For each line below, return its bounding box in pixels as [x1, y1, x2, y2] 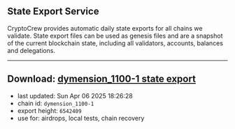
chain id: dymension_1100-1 [17, 99, 94, 107]
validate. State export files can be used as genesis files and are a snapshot [7, 31, 223, 40]
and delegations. [7, 46, 56, 54]
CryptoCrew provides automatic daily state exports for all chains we [7, 24, 203, 32]
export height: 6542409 [17, 106, 82, 114]
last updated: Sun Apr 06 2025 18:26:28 [17, 91, 133, 100]
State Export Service [7, 6, 99, 17]
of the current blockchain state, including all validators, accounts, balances [7, 38, 224, 47]
